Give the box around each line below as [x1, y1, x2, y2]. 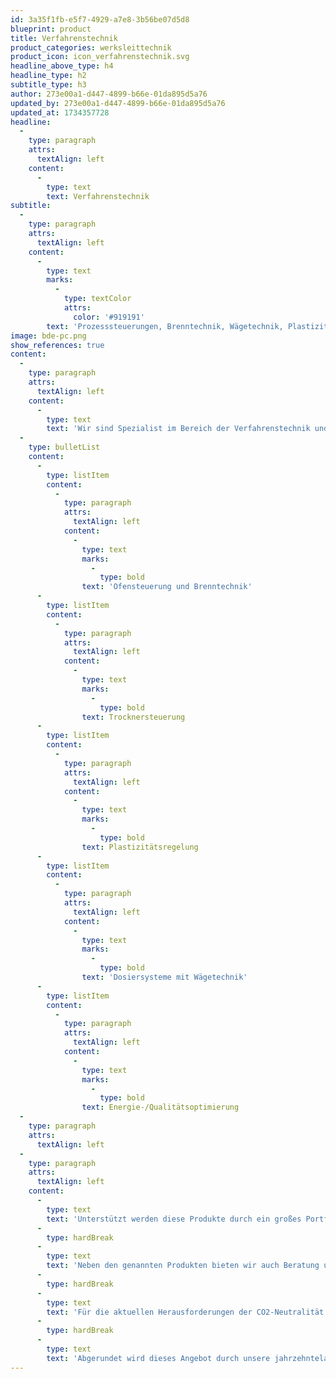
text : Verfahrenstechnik [46, 191, 150, 201]
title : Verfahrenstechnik [10, 33, 118, 43]
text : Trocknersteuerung [81, 712, 186, 722]
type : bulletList [28, 442, 101, 453]
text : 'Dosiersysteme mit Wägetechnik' [81, 972, 248, 982]
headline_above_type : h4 [10, 61, 114, 71]
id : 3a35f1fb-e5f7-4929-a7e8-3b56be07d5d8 [10, 14, 190, 25]
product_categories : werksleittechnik [10, 42, 172, 53]
